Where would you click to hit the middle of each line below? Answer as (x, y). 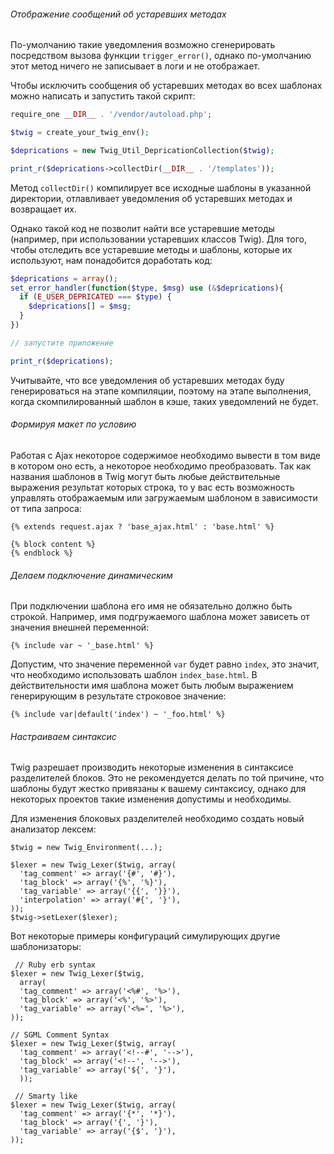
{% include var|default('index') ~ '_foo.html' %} (118, 715)
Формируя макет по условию (73, 424)
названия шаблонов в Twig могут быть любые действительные (145, 476)
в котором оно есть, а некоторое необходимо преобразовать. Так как (161, 466)
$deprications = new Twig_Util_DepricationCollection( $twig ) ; (142, 150)
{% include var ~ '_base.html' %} (82, 646)
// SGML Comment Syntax (60, 1035)
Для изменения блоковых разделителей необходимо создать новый (157, 819)
